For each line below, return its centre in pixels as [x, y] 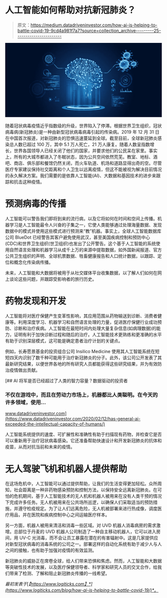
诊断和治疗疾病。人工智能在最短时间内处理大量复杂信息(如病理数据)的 [85, 328]
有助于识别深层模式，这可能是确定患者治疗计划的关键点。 [64, 341]
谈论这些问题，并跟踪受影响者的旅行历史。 [53, 279]
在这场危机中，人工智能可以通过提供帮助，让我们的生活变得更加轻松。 [77, 484]
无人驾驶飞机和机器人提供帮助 [66, 469]
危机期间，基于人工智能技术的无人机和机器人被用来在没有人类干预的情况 [88, 496]
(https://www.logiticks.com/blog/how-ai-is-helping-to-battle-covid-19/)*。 [82, 590]
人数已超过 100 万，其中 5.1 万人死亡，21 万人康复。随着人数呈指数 [82, 145]
